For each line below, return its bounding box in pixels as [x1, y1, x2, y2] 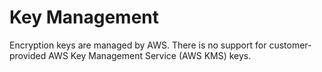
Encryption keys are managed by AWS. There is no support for [9, 39, 267, 51]
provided [9, 49, 47, 61]
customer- [268, 39, 312, 51]
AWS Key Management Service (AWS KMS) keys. [48, 49, 252, 61]
